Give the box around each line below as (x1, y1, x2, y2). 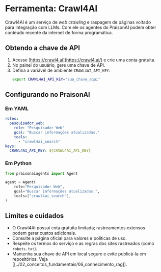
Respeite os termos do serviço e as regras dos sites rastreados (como (12, 240, 155, 246)
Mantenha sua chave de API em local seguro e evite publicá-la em (12, 251, 146, 257)
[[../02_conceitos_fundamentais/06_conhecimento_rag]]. (12, 261, 128, 267)
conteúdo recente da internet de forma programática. (5, 29, 113, 35)
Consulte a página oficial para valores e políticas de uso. (12, 235, 127, 241)
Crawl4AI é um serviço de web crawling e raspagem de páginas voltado (5, 19, 151, 25)
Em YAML (5, 105, 29, 112)
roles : (5, 116, 19, 121)
